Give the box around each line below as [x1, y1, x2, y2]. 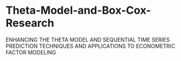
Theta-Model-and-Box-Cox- [5, 4, 151, 17]
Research [5, 16, 55, 30]
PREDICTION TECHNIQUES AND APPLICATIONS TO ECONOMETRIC [5, 42, 176, 50]
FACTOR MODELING [5, 48, 57, 56]
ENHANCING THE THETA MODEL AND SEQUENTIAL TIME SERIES [5, 36, 170, 43]
